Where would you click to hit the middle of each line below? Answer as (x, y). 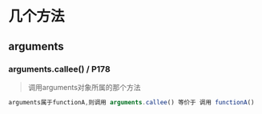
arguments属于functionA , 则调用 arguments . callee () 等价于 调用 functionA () (131, 102)
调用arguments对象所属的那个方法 (85, 87)
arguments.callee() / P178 (59, 69)
